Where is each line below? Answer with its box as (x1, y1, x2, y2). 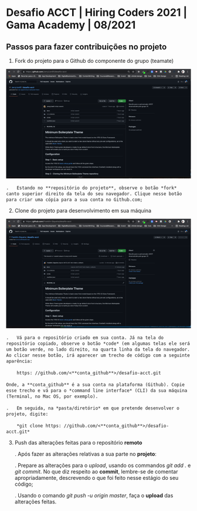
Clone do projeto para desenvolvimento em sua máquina (14, 207, 151, 214)
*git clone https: (16, 423, 62, 429)
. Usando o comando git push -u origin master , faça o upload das (14, 492, 174, 499)
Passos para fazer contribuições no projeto (6, 42, 167, 52)
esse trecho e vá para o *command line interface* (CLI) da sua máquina (6, 388, 188, 394)
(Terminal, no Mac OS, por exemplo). (6, 394, 98, 399)
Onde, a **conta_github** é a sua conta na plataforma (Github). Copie (6, 382, 185, 388)
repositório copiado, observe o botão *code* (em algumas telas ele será (6, 341, 191, 347)
